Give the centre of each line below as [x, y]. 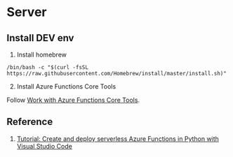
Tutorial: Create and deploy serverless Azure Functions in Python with [118, 139]
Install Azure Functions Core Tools [66, 87]
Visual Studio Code [45, 146]
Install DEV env [40, 38]
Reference [30, 122]
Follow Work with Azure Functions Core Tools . [73, 100]
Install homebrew [42, 54]
